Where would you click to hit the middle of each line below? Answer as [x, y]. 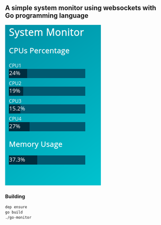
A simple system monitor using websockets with [81, 8]
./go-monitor [18, 217]
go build [14, 212]
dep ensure [16, 207]
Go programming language [47, 16]
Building [15, 196]
